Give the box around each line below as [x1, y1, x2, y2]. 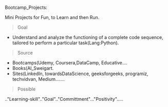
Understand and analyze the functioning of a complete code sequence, [12, 34, 164, 40]
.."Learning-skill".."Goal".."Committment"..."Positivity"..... [5, 96, 124, 102]
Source [17, 50, 33, 56]
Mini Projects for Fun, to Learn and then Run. [5, 14, 100, 20]
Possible [17, 86, 36, 92]
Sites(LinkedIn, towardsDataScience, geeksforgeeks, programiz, [12, 70, 148, 77]
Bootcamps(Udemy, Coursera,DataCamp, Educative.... [12, 60, 128, 66]
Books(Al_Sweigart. [12, 65, 54, 71]
